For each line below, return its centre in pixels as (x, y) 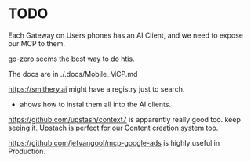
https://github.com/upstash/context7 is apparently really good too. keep (124, 119)
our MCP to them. (36, 43)
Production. (27, 151)
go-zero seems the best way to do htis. (71, 59)
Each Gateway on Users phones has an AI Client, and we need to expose (125, 35)
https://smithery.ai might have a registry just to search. (96, 89)
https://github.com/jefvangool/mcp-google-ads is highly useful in (114, 142)
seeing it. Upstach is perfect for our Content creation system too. (113, 128)
